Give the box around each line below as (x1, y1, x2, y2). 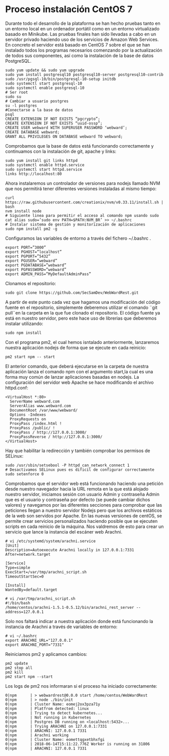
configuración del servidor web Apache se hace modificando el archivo (5, 379, 154, 385)
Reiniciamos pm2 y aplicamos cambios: (5, 651, 87, 657)
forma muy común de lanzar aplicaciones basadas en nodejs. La (5, 374, 139, 380)
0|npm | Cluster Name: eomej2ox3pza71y (5, 701, 100, 706)
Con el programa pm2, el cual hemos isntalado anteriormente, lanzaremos (5, 339, 159, 345)
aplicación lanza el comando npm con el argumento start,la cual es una (5, 368, 153, 375)
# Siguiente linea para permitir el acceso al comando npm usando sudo (5, 213, 159, 218)
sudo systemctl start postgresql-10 (5, 81, 82, 86)
